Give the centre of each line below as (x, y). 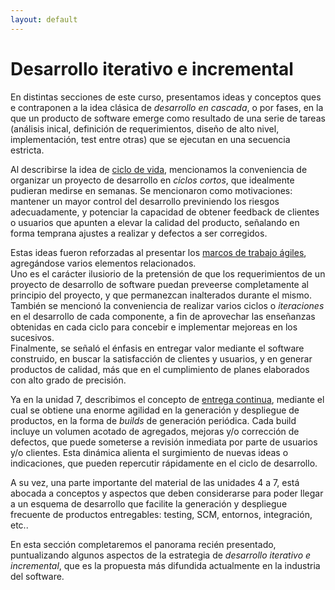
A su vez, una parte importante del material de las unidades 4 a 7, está (155, 482)
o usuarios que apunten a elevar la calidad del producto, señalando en (155, 222)
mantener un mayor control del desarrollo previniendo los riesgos (145, 201)
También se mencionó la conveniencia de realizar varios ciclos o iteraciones (167, 305)
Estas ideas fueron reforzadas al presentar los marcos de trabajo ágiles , (158, 252)
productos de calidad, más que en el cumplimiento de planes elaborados (160, 369)
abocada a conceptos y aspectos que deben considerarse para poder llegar (167, 493)
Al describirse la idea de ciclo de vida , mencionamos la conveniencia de (159, 169)
